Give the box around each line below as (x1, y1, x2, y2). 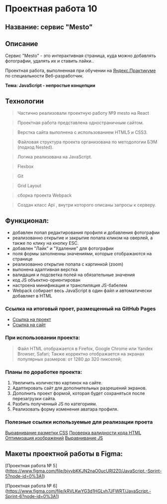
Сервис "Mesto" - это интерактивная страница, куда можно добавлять (5, 53, 156, 59)
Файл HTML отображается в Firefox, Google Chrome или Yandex (17, 346, 153, 352)
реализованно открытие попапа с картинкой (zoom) (12, 261, 124, 267)
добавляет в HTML (12, 293, 52, 299)
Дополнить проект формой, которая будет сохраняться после (12, 390, 145, 396)
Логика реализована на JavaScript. (17, 154, 92, 160)
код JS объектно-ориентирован (12, 277, 81, 283)
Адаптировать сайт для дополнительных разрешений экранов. (12, 385, 147, 391)
